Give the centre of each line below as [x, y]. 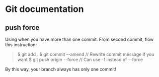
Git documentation [44, 9]
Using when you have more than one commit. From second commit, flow [79, 39]
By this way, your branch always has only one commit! [61, 69]
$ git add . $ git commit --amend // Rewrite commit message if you [86, 54]
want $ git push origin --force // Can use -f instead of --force [80, 60]
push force [22, 28]
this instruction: [21, 45]
